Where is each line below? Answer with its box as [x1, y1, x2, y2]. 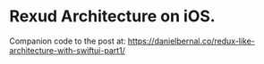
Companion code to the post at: [9, 36, 126, 46]
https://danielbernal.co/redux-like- [127, 36, 255, 46]
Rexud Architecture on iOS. [9, 6, 217, 27]
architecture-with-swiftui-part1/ [9, 44, 125, 55]
